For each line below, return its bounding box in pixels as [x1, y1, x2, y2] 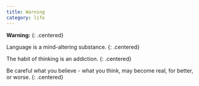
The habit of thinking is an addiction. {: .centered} [6, 55, 132, 62]
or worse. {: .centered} [6, 73, 64, 81]
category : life [6, 15, 45, 21]
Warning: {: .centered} [6, 31, 64, 38]
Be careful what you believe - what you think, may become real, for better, [6, 66, 194, 74]
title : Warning [6, 9, 45, 15]
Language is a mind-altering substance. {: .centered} [6, 43, 140, 51]
